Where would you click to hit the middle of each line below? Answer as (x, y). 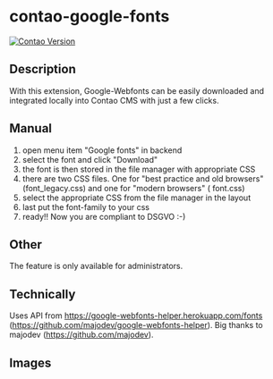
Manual (30, 128)
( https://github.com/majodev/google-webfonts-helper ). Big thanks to (136, 325)
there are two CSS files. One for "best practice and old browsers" (143, 178)
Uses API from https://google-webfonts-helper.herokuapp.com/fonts (136, 316)
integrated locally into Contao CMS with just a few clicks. (114, 100)
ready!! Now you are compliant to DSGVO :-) (104, 216)
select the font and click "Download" (90, 159)
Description (43, 69)
